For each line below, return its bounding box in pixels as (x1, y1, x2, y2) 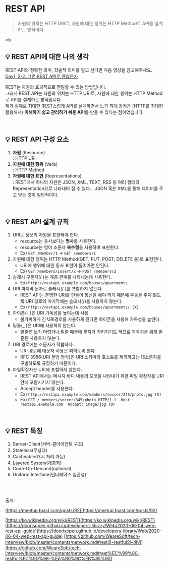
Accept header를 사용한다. (20, 386, 74, 392)
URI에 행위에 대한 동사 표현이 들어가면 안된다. (20, 263, 110, 269)
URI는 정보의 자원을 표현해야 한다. (12, 232, 80, 238)
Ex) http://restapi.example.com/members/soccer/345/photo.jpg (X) (20, 391, 162, 397)
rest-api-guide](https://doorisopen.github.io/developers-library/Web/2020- (5, 528, 162, 534)
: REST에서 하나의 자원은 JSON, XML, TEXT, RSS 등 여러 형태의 (12, 179, 140, 185)
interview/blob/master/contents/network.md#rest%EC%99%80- (5, 550, 140, 556)
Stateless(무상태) (12, 447, 48, 454)
